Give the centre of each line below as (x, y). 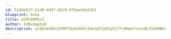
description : (19, 29)
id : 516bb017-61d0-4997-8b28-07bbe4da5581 (51, 10)
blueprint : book (22, 15)
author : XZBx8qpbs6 (26, 24)
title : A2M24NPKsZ (25, 19)
